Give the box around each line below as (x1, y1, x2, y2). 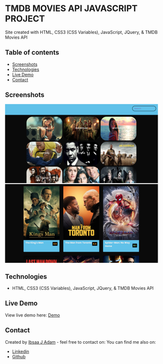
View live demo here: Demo (5, 312, 60, 318)
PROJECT (5, 13, 45, 24)
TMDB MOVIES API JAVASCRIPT (5, 3, 138, 14)
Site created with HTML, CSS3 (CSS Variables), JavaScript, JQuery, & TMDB (5, 29, 158, 35)
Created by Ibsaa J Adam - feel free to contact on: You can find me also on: (5, 339, 156, 345)
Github (12, 353, 26, 359)
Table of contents (5, 48, 59, 57)
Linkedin (12, 348, 30, 354)
